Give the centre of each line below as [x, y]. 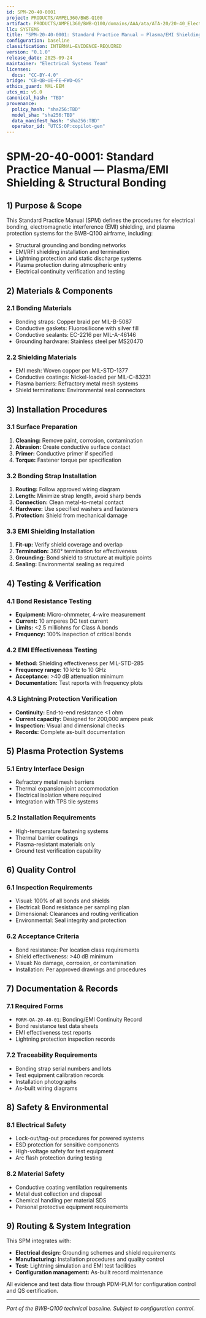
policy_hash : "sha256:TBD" [46, 109]
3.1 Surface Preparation [42, 427]
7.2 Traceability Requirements [52, 1055]
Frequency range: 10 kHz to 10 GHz [60, 670]
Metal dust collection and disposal [59, 1194]
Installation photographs [46, 1081]
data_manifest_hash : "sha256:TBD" [56, 120]
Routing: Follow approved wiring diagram [68, 489]
